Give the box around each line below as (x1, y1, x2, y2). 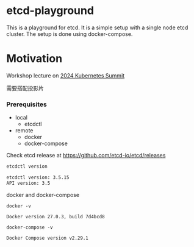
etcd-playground (6, 4, 95, 18)
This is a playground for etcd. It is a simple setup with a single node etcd (6, 24, 189, 31)
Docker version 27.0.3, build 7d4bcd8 (6, 213, 105, 220)
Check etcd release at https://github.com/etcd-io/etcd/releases (6, 152, 166, 159)
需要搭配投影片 (6, 84, 44, 91)
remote (15, 127, 34, 134)
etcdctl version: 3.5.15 (6, 174, 70, 181)
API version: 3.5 (6, 180, 51, 186)
